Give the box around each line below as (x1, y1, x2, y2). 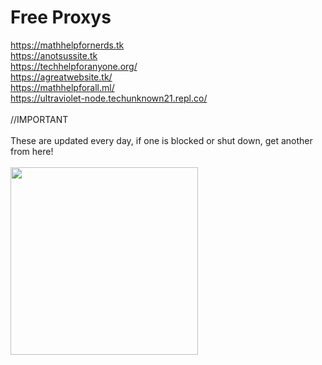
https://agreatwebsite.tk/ (10, 71, 113, 83)
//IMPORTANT (10, 113, 69, 125)
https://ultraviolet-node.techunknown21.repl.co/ (10, 92, 208, 104)
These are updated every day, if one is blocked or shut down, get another (10, 134, 313, 146)
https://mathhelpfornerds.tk (10, 39, 125, 51)
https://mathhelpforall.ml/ (10, 81, 115, 93)
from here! (10, 145, 54, 157)
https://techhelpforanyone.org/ (10, 60, 138, 72)
